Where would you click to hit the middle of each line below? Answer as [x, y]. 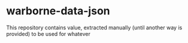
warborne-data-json [58, 11]
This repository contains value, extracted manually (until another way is [94, 27]
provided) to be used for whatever [48, 33]
